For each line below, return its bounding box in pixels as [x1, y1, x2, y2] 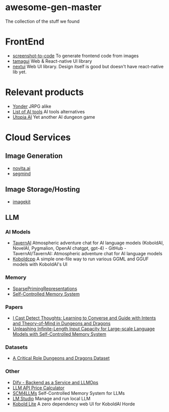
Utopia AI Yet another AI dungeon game [12, 114, 95, 120]
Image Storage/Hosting [5, 185, 80, 194]
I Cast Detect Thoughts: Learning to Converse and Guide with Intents [12, 315, 156, 321]
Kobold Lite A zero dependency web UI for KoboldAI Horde [12, 401, 135, 407]
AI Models [5, 228, 31, 235]
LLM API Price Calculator [12, 385, 65, 391]
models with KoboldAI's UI [12, 261, 68, 267]
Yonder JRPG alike [12, 103, 51, 109]
